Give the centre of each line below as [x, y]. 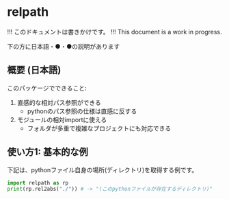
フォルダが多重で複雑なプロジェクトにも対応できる [99, 128]
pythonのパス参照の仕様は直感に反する [82, 111]
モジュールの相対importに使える [62, 119]
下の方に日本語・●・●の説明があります [64, 46]
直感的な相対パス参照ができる [59, 102]
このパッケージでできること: [47, 88]
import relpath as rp [38, 183]
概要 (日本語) [34, 70]
